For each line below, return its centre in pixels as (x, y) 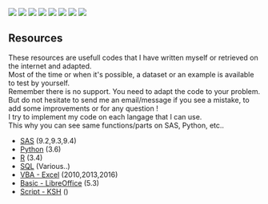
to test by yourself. (39, 83)
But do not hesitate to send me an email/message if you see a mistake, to (129, 100)
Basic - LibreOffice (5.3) (60, 182)
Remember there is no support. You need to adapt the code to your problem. (134, 91)
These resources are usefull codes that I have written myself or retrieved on (133, 57)
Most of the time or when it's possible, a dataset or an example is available (131, 74)
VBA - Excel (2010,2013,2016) (69, 175)
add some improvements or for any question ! (83, 108)
